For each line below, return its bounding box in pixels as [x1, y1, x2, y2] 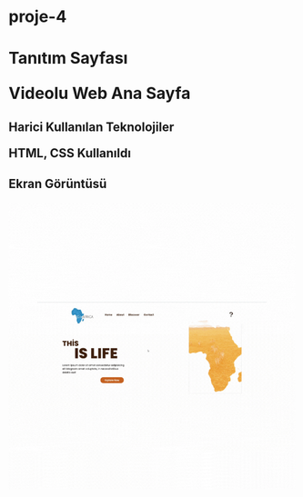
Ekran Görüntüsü [8, 176, 107, 192]
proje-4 [8, 6, 67, 27]
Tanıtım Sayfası [8, 48, 128, 69]
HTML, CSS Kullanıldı [8, 145, 131, 161]
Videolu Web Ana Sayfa [8, 84, 191, 104]
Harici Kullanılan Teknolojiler [8, 119, 175, 134]
